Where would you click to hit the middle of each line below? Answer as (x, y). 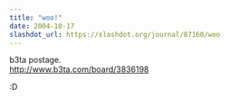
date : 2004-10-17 (42, 26)
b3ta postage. (35, 60)
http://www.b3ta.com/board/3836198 (79, 69)
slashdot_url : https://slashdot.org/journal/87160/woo (115, 34)
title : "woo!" (36, 18)
